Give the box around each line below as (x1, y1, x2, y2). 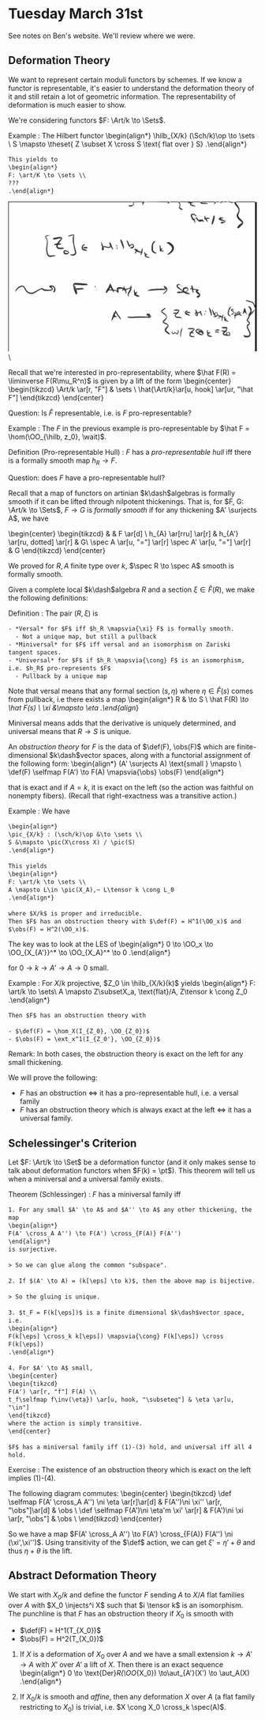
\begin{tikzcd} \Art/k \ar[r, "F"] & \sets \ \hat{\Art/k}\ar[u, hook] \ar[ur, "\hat (8, 385, 254, 394)
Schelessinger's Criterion (8, 1136, 137, 1150)
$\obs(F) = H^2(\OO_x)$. (8, 926, 90, 934)
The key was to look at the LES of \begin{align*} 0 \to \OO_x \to (8, 939, 214, 949)
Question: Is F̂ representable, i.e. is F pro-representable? (8, 408, 192, 418)
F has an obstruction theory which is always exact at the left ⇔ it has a (19, 1105, 252, 1115)
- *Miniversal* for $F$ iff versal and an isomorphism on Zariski (8, 641, 231, 649)
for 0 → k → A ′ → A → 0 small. (8, 963, 109, 973)
